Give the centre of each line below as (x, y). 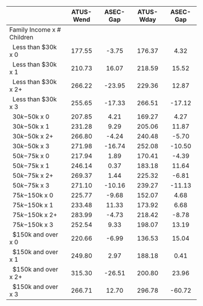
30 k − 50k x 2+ (33, 136)
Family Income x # (35, 30)
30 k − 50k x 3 (31, 146)
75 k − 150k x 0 (33, 195)
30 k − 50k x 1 (31, 126)
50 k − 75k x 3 (31, 185)
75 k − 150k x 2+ (35, 215)
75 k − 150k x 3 (33, 225)
